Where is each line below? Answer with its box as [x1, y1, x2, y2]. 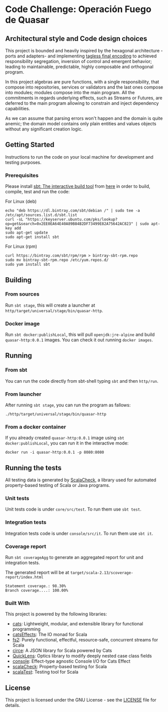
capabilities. [5, 106, 30, 111]
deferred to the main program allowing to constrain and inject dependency [5, 100, 159, 106]
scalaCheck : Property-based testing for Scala [12, 664, 107, 670]
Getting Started [5, 140, 55, 149]
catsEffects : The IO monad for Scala [12, 631, 88, 637]
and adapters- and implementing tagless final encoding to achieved [17, 53, 157, 59]
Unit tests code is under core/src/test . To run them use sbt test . [5, 506, 142, 512]
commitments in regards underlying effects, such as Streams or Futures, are [5, 95, 162, 101]
